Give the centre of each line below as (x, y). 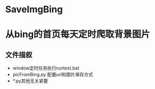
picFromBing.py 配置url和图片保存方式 (53, 75)
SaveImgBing (34, 9)
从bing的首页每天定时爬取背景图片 (78, 35)
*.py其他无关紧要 (30, 81)
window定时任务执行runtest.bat (46, 68)
